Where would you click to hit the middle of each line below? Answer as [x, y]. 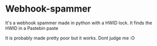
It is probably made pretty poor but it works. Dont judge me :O [70, 38]
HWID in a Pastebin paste [32, 28]
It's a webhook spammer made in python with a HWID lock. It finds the [79, 23]
